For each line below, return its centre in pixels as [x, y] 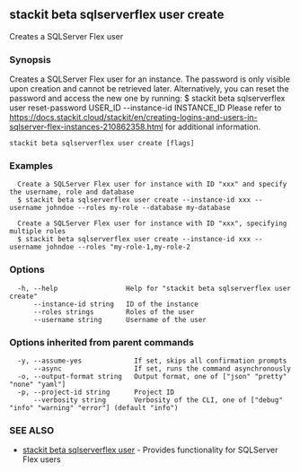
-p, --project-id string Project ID [96, 392]
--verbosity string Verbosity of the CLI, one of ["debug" [158, 400]
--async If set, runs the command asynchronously [162, 369]
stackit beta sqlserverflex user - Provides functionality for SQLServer [150, 450]
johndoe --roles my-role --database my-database [138, 208]
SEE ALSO [32, 430]
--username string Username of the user [119, 319]
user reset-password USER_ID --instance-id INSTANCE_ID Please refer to [146, 108]
